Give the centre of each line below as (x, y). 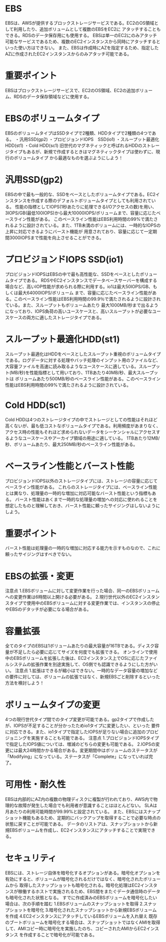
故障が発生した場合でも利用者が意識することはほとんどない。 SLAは (87, 805)
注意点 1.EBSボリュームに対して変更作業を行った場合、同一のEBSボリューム (82, 591)
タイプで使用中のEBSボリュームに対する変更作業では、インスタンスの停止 (85, 603)
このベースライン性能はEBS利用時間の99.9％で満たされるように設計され (87, 299)
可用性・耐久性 (36, 785)
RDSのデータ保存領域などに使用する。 (53, 97)
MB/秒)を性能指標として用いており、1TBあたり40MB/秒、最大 (74, 372)
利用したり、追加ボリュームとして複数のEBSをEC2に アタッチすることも (87, 29)
